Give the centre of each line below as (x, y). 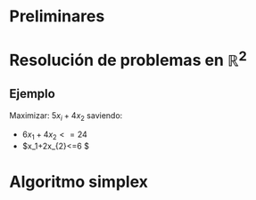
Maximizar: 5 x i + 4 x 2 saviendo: (66, 116)
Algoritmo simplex (79, 182)
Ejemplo (32, 94)
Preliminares (57, 16)
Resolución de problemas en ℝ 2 (128, 59)
